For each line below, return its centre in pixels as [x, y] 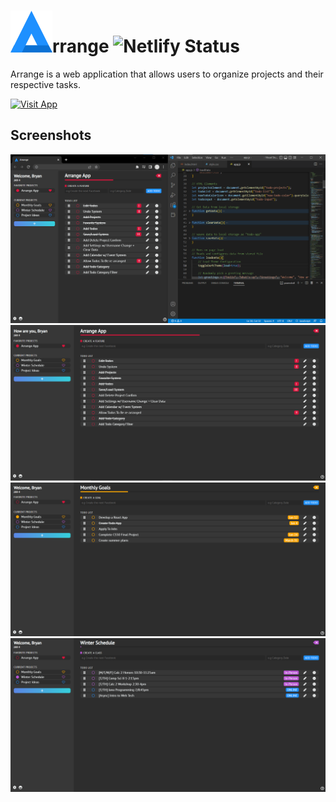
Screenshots [51, 135]
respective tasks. [45, 84]
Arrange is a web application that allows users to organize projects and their [167, 74]
